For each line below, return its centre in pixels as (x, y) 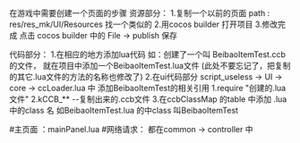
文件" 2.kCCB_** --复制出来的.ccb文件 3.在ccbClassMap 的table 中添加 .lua (148, 99)
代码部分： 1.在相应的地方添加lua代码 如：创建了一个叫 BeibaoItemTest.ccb (148, 55)
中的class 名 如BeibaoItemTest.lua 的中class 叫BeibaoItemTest (124, 110)
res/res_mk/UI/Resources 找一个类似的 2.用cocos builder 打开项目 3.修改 (144, 24)
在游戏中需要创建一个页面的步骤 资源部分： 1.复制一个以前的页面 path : (140, 13)
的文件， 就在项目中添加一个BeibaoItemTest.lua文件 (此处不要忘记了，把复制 (150, 66)
